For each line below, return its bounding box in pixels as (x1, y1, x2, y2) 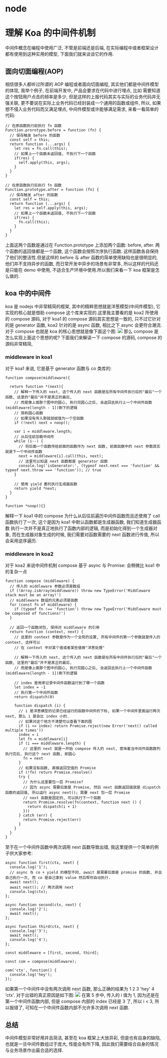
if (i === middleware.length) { (18, 741, 86, 746)
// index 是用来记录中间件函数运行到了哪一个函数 (14, 681, 105, 686)
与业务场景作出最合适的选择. (5, 1048, 64, 1054)
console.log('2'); (9, 907, 48, 912)
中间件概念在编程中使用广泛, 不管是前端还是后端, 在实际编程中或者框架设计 (5, 45, 159, 51)
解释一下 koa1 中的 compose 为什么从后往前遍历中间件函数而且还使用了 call (5, 513, 161, 519)
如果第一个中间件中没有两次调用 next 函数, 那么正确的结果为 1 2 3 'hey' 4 (5, 986, 155, 992)
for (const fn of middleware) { (9, 602, 77, 607)
